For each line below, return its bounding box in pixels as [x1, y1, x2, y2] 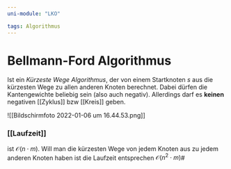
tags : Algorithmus [7, 22, 61, 30]
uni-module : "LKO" [7, 10, 61, 17]
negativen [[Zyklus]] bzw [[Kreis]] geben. [7, 98, 126, 106]
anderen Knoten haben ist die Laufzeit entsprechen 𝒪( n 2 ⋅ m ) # [7, 152, 186, 162]
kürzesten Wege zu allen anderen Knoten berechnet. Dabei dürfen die [7, 83, 208, 91]
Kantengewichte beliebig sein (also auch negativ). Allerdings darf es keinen [7, 90, 225, 99]
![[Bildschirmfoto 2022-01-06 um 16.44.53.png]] [7, 111, 145, 120]
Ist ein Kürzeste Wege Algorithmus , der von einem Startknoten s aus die [7, 76, 214, 84]
